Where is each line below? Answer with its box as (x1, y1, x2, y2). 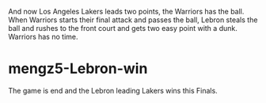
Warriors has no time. (8, 32, 78, 41)
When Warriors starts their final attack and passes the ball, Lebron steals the (8, 15, 258, 25)
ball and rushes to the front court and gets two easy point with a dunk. (8, 24, 237, 32)
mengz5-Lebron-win (8, 59, 148, 78)
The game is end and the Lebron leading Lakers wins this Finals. (8, 86, 218, 95)
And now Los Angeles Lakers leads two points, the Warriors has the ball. (8, 7, 245, 16)
